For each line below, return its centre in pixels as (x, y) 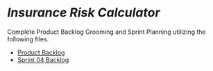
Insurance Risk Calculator (84, 13)
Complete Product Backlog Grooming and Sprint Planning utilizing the (106, 32)
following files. (28, 39)
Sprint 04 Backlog (43, 59)
